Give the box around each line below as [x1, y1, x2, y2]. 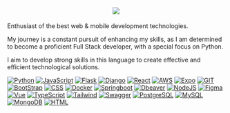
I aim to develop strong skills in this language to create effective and [7, 55, 201, 64]
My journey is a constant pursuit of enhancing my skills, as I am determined [7, 35, 222, 43]
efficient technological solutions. [7, 62, 100, 71]
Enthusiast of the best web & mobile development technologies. [7, 21, 189, 30]
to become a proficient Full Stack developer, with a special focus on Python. [7, 42, 224, 51]
